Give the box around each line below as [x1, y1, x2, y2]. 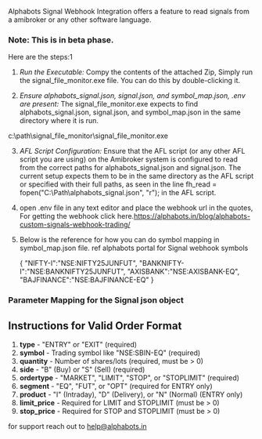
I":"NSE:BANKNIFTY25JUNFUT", [19, 267, 126, 277]
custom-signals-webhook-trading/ [19, 219, 131, 230]
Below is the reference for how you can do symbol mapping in [19, 235, 220, 245]
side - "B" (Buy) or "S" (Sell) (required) [19, 365, 145, 375]
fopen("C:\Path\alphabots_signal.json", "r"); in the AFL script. [19, 188, 217, 198]
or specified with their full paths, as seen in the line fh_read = [19, 180, 217, 189]
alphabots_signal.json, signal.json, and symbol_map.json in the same [19, 107, 241, 117]
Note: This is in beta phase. [8, 34, 114, 45]
